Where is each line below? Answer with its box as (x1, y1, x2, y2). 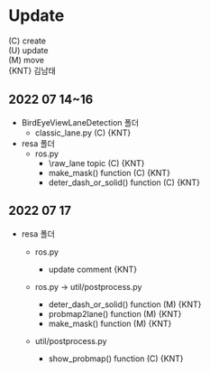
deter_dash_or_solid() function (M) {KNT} (48, 299, 202, 310)
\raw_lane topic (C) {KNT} (48, 157, 145, 168)
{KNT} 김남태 (8, 65, 56, 76)
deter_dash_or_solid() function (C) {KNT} (48, 177, 200, 188)
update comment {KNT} (48, 264, 138, 275)
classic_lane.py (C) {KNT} (34, 127, 132, 138)
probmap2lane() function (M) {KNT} (48, 308, 182, 319)
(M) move (8, 54, 44, 65)
